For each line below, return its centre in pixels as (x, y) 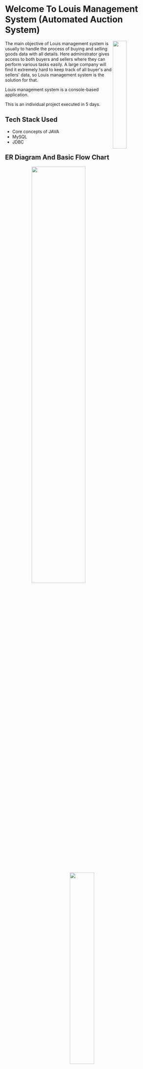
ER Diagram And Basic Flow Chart (57, 157)
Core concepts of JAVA (36, 132)
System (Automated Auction (64, 19)
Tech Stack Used (31, 120)
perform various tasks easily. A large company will (56, 64)
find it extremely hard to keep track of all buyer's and (58, 69)
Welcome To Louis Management (71, 9)
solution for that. (21, 80)
